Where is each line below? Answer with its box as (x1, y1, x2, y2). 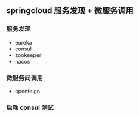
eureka (14, 39, 32, 46)
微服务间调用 (6, 74, 44, 82)
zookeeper (14, 51, 42, 58)
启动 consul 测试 (6, 103, 54, 112)
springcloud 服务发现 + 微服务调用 (6, 5, 134, 16)
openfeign (14, 87, 41, 94)
